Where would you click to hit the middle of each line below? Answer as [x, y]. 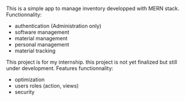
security [25, 92]
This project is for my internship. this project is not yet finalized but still [92, 62]
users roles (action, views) [47, 86]
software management [42, 32]
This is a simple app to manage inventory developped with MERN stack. [93, 8]
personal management [42, 44]
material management [41, 38]
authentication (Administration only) [58, 26]
